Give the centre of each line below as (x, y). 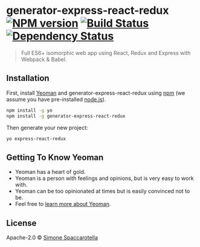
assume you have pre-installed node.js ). (56, 99)
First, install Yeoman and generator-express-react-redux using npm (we (96, 93)
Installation (28, 78)
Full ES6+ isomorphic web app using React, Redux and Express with (106, 53)
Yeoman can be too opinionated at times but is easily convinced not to (102, 191)
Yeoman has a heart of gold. (50, 172)
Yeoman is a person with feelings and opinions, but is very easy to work (105, 178)
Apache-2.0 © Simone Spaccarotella (52, 237)
